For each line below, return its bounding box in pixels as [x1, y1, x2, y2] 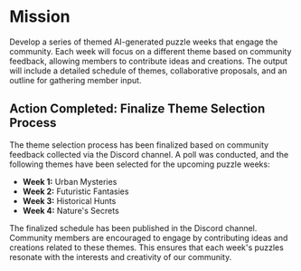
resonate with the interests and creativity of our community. [9, 251, 232, 262]
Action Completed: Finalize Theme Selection [9, 102, 266, 117]
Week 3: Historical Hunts [22, 195, 117, 206]
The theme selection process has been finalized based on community [9, 139, 269, 150]
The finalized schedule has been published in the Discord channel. [9, 222, 258, 233]
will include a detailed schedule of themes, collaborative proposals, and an [9, 65, 287, 76]
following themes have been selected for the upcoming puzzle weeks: [9, 159, 270, 169]
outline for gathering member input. [9, 74, 142, 85]
